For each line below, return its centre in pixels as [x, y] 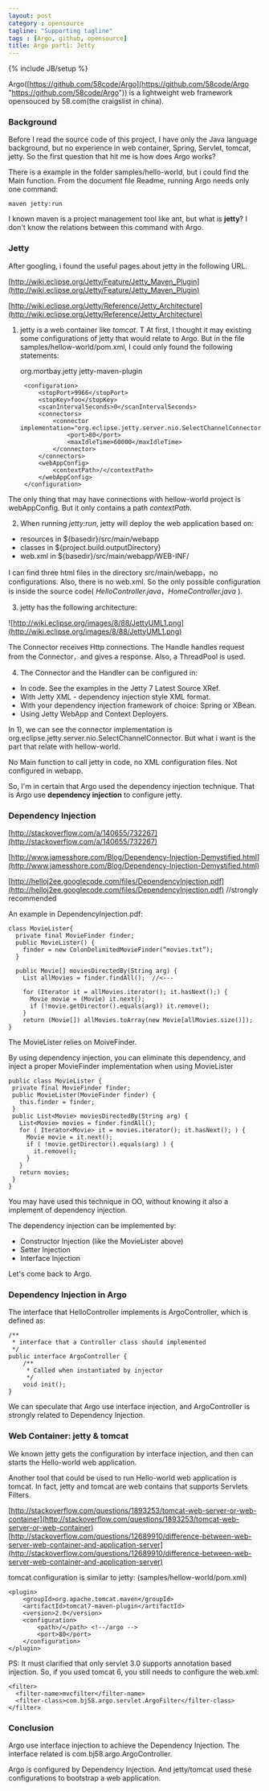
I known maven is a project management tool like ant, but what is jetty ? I [128, 219]
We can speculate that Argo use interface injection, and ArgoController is [129, 1407]
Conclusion [31, 1727]
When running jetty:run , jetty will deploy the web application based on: [137, 523]
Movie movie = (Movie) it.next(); [88, 999]
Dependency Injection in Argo [67, 1294]
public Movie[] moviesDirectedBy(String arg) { [97, 971]
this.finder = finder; [57, 1103]
